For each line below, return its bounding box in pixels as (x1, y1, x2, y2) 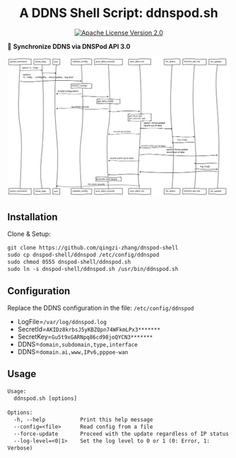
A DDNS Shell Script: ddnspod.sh (19, 5, 218, 21)
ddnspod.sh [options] (13, 395, 78, 402)
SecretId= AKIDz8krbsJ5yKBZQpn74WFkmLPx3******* (17, 325, 161, 334)
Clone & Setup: (7, 230, 51, 238)
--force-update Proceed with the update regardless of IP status (13, 430, 230, 437)
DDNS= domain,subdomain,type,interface (17, 340, 138, 349)
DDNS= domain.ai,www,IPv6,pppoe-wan (17, 347, 129, 356)
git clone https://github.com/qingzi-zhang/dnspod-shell (7, 245, 179, 252)
